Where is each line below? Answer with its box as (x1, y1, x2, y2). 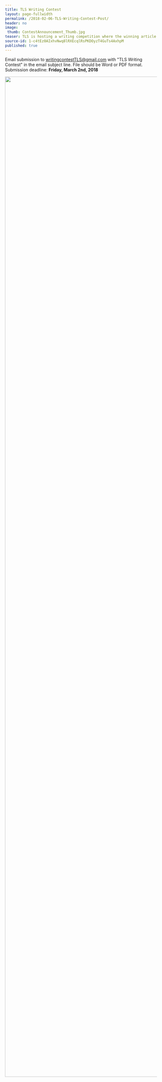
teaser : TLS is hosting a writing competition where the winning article (5, 34, 157, 39)
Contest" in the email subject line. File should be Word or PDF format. (5, 62, 143, 67)
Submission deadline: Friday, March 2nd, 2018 (5, 66, 98, 73)
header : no (5, 20, 27, 26)
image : (5, 25, 18, 30)
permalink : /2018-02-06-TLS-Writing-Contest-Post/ (5, 16, 109, 21)
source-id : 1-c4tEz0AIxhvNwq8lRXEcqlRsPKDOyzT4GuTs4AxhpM (5, 39, 124, 44)
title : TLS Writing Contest (5, 7, 62, 12)
